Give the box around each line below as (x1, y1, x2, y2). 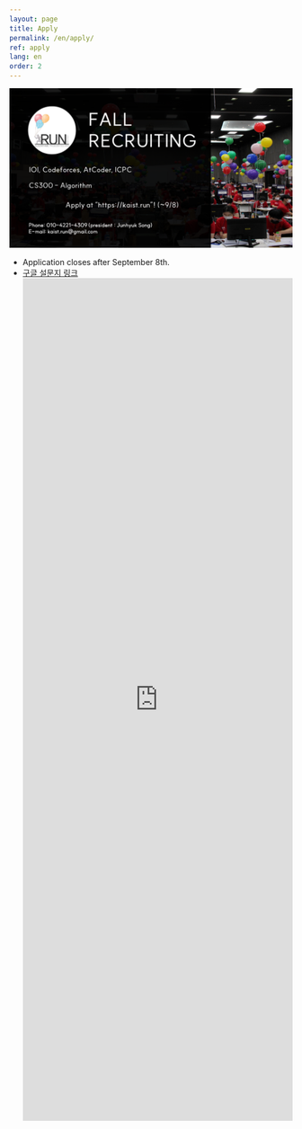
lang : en (9, 52, 42, 62)
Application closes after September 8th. (22, 256, 171, 267)
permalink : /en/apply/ (9, 33, 94, 42)
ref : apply (9, 43, 50, 52)
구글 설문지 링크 (22, 267, 78, 278)
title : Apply (9, 23, 58, 33)
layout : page (9, 14, 58, 23)
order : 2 (9, 62, 42, 71)
